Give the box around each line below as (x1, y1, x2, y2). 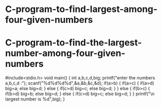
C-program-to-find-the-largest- (5, 37, 142, 48)
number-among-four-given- (5, 47, 125, 59)
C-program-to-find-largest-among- (5, 3, 158, 15)
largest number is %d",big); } (5, 96, 65, 102)
